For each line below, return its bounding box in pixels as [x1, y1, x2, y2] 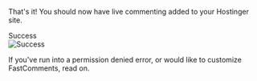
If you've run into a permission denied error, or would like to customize [8, 55, 243, 64]
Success [8, 31, 38, 40]
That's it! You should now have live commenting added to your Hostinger [8, 7, 249, 16]
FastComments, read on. [8, 63, 90, 73]
